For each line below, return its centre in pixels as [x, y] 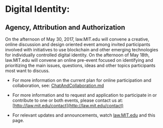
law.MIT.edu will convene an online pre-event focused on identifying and [79, 60]
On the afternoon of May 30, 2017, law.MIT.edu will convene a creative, [77, 39]
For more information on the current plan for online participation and [82, 80]
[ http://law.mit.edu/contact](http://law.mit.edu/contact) [68, 106]
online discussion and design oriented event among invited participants [78, 44]
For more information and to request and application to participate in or [84, 95]
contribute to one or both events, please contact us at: [68, 100]
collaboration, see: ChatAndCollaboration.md [58, 85]
